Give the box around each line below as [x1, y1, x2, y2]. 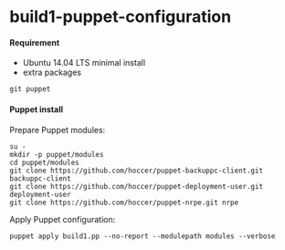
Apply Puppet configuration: [9, 214, 116, 224]
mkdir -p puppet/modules [9, 150, 104, 159]
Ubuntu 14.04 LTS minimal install [22, 57, 146, 68]
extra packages [22, 67, 82, 78]
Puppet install [9, 103, 64, 115]
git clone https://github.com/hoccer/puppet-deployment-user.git [9, 182, 263, 191]
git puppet [9, 85, 51, 94]
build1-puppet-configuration [9, 6, 231, 27]
